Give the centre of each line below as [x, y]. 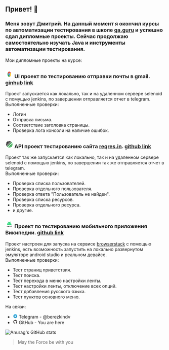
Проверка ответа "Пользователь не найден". [61, 194]
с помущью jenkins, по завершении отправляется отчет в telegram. [78, 99]
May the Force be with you [45, 342]
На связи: [16, 306]
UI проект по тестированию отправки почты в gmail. [82, 76]
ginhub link [19, 83]
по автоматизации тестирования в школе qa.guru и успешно [84, 30]
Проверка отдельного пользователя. [52, 189]
